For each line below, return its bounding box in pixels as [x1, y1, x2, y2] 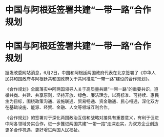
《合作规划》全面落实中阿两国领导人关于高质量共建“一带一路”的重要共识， [5, 86, 155, 92]
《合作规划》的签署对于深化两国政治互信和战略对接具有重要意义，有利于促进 [5, 115, 159, 120]
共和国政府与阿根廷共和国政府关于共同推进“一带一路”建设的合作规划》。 [9, 76, 152, 82]
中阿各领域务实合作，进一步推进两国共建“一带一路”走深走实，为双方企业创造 [5, 121, 159, 127]
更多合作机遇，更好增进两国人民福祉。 [5, 127, 82, 133]
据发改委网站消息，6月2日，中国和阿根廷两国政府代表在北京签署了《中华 [5, 70, 152, 76]
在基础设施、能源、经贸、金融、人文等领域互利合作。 [5, 104, 112, 110]
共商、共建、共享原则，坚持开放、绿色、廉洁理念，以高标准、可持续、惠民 [9, 92, 159, 98]
